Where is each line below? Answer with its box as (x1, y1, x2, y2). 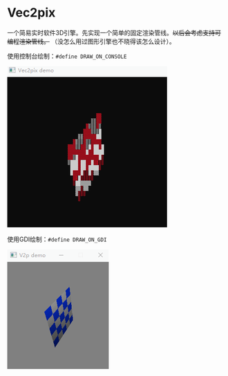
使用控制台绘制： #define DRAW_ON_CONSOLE (7, 52, 127, 60)
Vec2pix (7, 5, 56, 21)
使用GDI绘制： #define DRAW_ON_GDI (7, 235, 107, 243)
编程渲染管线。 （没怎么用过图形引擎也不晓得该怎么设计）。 (7, 37, 175, 46)
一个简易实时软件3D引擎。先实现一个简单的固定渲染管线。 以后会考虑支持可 (7, 28, 221, 37)
